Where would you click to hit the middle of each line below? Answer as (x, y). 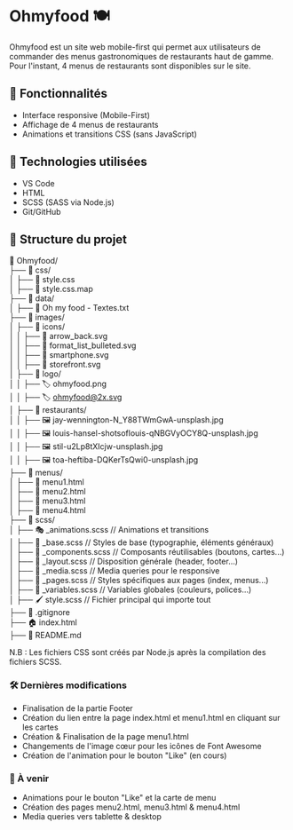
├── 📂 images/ (37, 317)
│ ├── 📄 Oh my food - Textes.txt (69, 308)
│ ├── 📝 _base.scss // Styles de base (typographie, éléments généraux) (142, 542)
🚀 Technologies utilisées (79, 162)
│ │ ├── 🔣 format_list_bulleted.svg (73, 345)
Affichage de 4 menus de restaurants (90, 124)
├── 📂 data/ (32, 298)
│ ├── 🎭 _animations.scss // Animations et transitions (109, 530)
